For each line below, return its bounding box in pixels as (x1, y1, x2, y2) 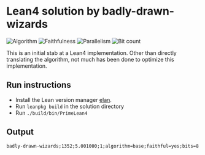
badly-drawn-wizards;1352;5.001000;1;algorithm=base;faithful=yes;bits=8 (6, 143, 199, 149)
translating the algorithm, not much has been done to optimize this (6, 56, 174, 63)
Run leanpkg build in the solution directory (15, 103, 125, 110)
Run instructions (6, 80, 72, 90)
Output (6, 127, 34, 137)
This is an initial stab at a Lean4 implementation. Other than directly (6, 49, 177, 56)
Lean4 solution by (6, 4, 100, 18)
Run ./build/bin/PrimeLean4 (15, 109, 88, 117)
